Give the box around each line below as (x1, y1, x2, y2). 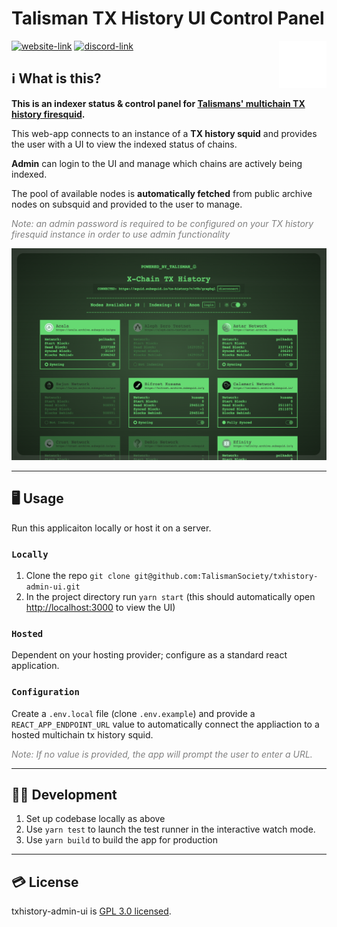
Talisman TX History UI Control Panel (11, 7, 325, 30)
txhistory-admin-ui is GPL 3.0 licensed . (11, 905, 172, 917)
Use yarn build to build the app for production (25, 834, 218, 846)
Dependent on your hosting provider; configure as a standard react (11, 649, 288, 661)
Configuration (11, 687, 80, 698)
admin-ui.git (25, 582, 81, 592)
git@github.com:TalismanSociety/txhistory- (134, 571, 319, 581)
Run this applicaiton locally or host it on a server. (11, 522, 212, 534)
